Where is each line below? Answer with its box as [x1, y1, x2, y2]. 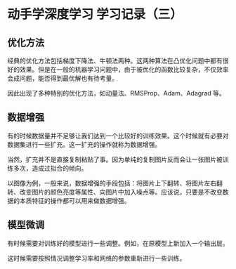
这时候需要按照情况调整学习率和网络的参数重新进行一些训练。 [7, 254, 186, 262]
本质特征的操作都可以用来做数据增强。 [19, 196, 131, 204]
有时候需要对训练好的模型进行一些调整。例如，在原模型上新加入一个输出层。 [7, 239, 229, 247]
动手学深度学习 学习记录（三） [7, 6, 183, 22]
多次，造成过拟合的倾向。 [13, 164, 88, 172]
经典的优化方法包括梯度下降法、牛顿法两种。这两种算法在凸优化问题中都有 [7, 57, 223, 65]
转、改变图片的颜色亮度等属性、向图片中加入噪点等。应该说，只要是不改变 [7, 188, 223, 196]
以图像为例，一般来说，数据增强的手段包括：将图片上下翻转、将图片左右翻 [7, 178, 223, 187]
